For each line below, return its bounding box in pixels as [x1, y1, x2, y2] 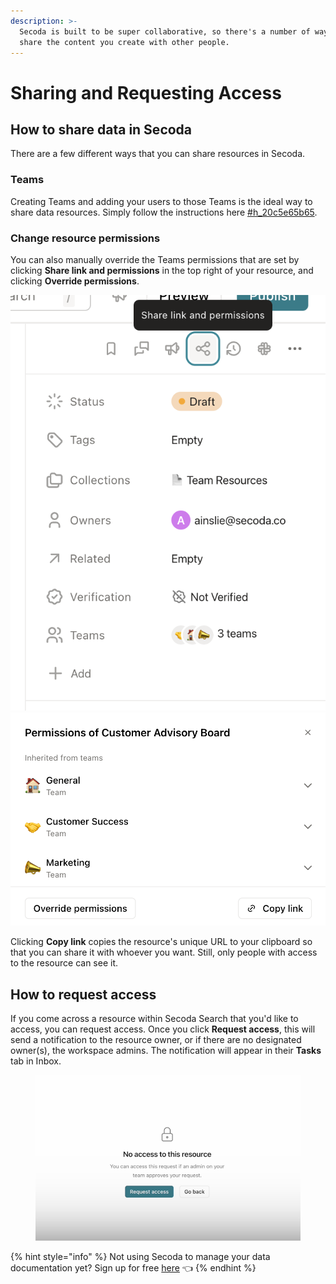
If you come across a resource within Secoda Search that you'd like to [10, 1012, 299, 1024]
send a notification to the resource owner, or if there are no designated [10, 1033, 302, 1045]
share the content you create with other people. [19, 37, 230, 47]
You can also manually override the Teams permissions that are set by [10, 253, 300, 265]
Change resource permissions [10, 231, 161, 245]
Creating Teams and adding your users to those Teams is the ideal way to [10, 195, 313, 207]
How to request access [10, 986, 157, 1003]
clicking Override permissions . [10, 275, 140, 287]
